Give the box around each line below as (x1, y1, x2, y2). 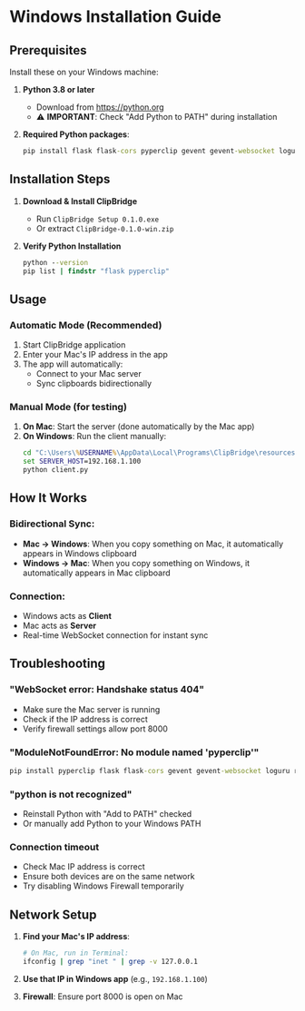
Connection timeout (9, 841, 100, 854)
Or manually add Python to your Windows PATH (22, 819, 202, 829)
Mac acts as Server (22, 620, 97, 632)
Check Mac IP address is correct (22, 861, 145, 872)
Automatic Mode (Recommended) (9, 319, 162, 331)
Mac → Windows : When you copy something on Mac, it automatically (22, 538, 284, 549)
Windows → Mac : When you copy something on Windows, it (22, 557, 251, 568)
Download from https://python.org (35, 102, 165, 113)
